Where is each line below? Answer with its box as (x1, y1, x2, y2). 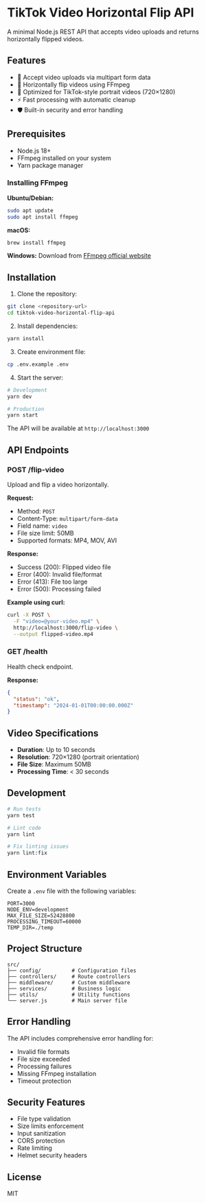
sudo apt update (7, 207, 54, 214)
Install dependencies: (16, 322, 78, 331)
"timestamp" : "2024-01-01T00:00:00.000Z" (13, 702, 134, 709)
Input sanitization (16, 1129, 67, 1138)
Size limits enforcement (16, 1122, 84, 1130)
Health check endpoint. (7, 662, 73, 671)
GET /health (7, 647, 48, 656)
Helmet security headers (16, 1151, 87, 1160)
